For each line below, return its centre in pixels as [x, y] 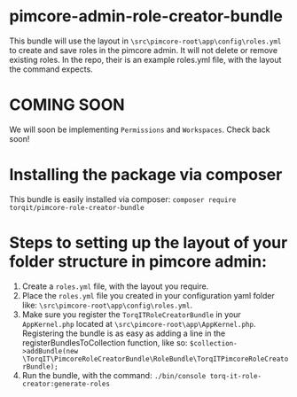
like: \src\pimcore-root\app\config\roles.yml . [107, 305]
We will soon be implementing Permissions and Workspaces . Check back [140, 129]
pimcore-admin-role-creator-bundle [146, 16]
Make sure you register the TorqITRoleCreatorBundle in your [131, 314]
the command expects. [51, 69]
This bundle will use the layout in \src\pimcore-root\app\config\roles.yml [145, 41]
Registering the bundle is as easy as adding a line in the [124, 333]
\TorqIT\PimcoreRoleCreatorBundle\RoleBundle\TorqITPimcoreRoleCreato [155, 359]
